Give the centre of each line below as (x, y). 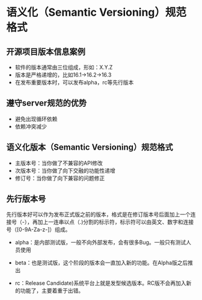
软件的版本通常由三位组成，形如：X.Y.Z (64, 67)
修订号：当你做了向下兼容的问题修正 (60, 178)
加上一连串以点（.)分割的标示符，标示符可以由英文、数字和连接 (116, 222)
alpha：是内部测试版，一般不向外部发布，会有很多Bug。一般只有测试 (100, 243)
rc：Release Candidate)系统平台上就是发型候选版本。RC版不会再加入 (100, 283)
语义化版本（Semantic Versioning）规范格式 (90, 148)
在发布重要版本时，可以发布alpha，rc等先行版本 (74, 82)
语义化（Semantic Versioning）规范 (96, 12)
